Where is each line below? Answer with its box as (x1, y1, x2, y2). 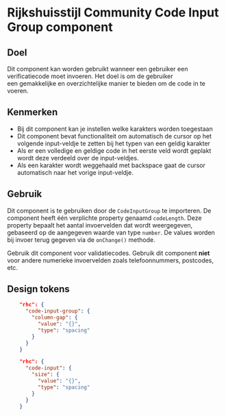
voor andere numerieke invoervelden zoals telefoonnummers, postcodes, (7, 256, 214, 265)
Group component (7, 19, 113, 35)
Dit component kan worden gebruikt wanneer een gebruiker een (7, 65, 188, 73)
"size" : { (32, 371, 60, 378)
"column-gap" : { (32, 314, 78, 321)
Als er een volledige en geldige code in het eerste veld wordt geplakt (16, 146, 212, 155)
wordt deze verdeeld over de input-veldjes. (16, 154, 139, 162)
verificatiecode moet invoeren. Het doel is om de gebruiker (7, 72, 173, 80)
